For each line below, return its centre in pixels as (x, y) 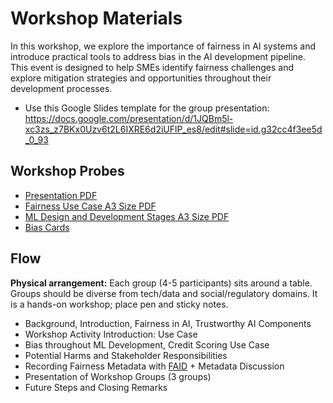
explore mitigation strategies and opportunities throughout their (141, 78)
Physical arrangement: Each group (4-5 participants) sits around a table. (161, 283)
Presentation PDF (61, 195)
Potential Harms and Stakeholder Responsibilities (126, 355)
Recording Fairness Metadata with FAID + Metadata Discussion (154, 366)
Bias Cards (47, 227)
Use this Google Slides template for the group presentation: (147, 108)
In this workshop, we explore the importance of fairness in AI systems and (163, 46)
